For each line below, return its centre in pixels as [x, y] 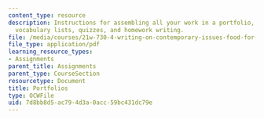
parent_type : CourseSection [54, 74]
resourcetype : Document [47, 81]
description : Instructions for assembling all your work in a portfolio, [132, 23]
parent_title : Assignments [52, 67]
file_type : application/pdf [54, 45]
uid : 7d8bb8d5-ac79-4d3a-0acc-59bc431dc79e [81, 103]
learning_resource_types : [50, 52]
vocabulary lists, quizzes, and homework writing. [100, 30]
